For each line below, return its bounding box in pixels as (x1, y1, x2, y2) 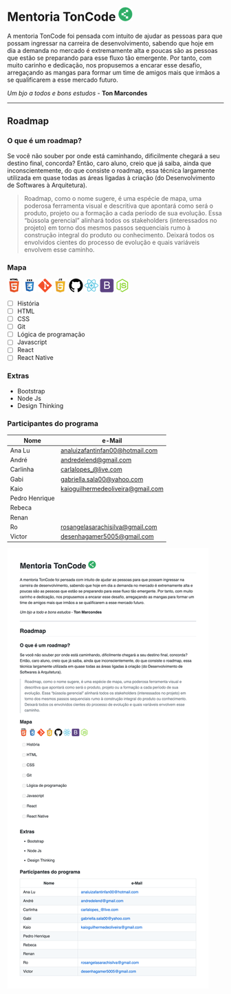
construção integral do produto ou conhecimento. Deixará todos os (23, 230, 214, 239)
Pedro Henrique (10, 494, 55, 502)
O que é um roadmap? (7, 136, 82, 146)
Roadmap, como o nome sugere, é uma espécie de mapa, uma (23, 194, 202, 202)
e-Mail (102, 436, 122, 444)
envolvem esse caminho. (23, 245, 95, 254)
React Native (16, 354, 54, 362)
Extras (7, 371, 30, 381)
